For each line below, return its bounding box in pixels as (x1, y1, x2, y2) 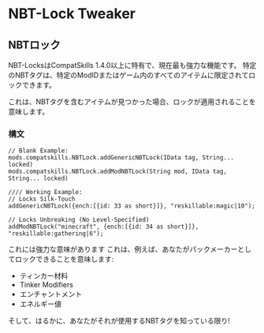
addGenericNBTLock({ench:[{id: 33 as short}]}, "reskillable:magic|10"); (8, 202, 256, 210)
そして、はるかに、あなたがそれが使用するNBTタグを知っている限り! (8, 316, 230, 326)
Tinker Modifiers (19, 280, 73, 290)
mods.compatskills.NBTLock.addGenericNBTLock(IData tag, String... (8, 154, 235, 162)
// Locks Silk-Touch (8, 195, 76, 204)
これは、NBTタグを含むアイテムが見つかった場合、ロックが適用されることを (8, 97, 256, 107)
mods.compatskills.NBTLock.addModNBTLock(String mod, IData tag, (8, 167, 227, 176)
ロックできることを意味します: (14, 254, 114, 264)
